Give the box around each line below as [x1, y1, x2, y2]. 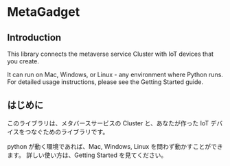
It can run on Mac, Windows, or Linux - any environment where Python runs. [7, 70, 223, 79]
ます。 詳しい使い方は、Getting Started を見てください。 [7, 151, 168, 159]
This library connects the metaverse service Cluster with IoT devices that [7, 50, 214, 58]
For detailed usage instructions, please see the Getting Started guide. [7, 78, 204, 86]
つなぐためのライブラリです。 [25, 127, 109, 136]
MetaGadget [7, 4, 80, 20]
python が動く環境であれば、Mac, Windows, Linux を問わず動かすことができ [7, 142, 223, 150]
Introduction [7, 32, 62, 43]
